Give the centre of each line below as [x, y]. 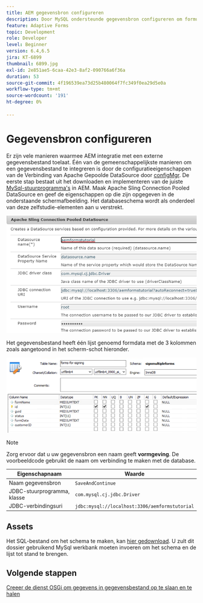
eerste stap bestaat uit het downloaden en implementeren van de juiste [95, 181]
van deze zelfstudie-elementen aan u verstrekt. [65, 207]
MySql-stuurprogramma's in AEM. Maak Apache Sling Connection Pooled [98, 188]
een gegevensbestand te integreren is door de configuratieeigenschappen [99, 169]
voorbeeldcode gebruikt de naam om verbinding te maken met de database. [101, 460]
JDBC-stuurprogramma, [39, 491]
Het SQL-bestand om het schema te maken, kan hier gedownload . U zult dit [100, 541]
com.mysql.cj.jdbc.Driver [108, 495]
